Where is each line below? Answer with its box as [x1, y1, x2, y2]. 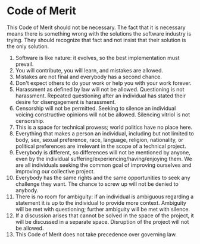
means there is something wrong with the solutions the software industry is [7, 30, 192, 37]
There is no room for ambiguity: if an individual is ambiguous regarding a [15, 193, 194, 200]
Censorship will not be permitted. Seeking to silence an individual [15, 104, 176, 112]
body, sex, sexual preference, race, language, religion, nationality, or [15, 136, 184, 143]
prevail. [15, 61, 34, 68]
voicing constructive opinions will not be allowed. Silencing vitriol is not [15, 111, 190, 118]
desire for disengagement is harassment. [15, 98, 117, 105]
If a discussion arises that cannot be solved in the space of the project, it [15, 212, 194, 219]
